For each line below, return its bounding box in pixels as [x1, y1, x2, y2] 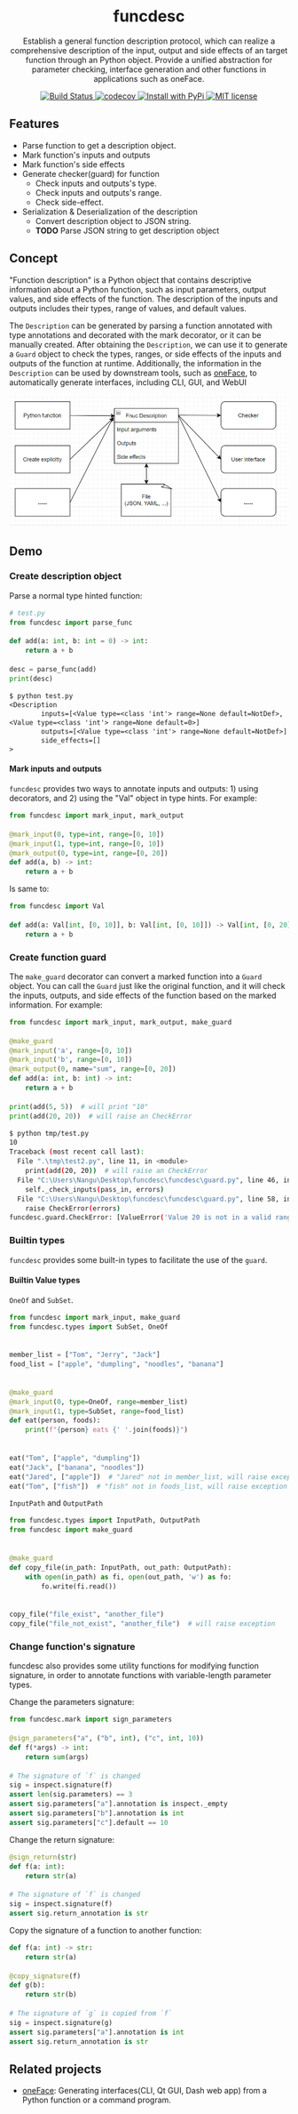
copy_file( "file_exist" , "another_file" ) [9, 1610, 165, 1620]
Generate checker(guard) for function [21, 168, 160, 179]
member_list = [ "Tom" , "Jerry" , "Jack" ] [9, 1350, 161, 1360]
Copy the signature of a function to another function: [9, 1925, 202, 1935]
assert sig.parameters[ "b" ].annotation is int [9, 1809, 184, 1818]
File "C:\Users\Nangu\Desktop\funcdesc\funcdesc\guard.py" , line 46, [17, 1176, 279, 1185]
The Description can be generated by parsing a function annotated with [9, 320, 273, 331]
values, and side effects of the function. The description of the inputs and [9, 293, 278, 304]
